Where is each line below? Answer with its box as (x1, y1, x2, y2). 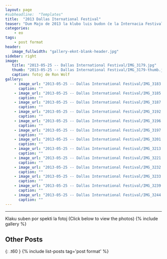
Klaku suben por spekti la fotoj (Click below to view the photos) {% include (5, 215, 158, 222)
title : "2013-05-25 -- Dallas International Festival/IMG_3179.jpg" (11, 63, 157, 68)
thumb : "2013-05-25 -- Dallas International (11, 68, 106, 73)
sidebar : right (5, 53, 37, 59)
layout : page (5, 7, 32, 12)
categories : (5, 26, 30, 31)
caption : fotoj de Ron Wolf (11, 72, 70, 77)
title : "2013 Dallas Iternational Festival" (5, 16, 101, 21)
